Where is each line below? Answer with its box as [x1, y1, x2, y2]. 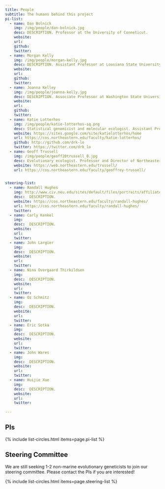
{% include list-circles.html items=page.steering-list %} [5, 478, 118, 484]
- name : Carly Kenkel [9, 213, 54, 218]
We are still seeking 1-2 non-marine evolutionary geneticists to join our [5, 463, 148, 469]
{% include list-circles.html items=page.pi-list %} [5, 436, 105, 442]
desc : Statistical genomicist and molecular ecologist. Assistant [14, 126, 153, 131]
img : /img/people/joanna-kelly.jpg [14, 90, 87, 95]
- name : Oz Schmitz [9, 295, 50, 300]
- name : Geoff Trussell [9, 149, 58, 154]
